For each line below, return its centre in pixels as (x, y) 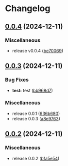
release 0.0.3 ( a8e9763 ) (36, 118)
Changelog (28, 8)
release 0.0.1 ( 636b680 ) (36, 113)
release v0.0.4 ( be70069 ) (38, 50)
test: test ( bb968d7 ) (33, 90)
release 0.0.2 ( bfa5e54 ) (36, 158)
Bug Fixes (17, 80)
